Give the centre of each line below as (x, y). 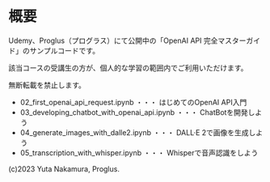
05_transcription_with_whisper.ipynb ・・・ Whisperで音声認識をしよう (139, 152)
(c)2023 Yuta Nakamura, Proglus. (64, 169)
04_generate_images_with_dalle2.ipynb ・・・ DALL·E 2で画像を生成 (134, 132)
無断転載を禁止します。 (47, 85)
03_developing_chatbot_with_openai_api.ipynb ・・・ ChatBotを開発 (134, 112)
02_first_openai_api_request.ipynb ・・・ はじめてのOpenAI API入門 (133, 102)
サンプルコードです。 (64, 50)
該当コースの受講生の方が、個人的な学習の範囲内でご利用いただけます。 (128, 68)
